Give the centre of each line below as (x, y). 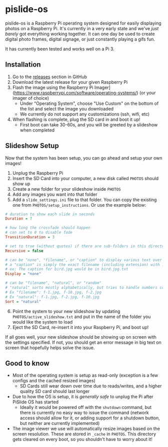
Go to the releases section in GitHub (50, 77)
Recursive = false (24, 251)
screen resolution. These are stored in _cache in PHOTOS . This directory (84, 434)
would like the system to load (42, 322)
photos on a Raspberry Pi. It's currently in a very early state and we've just (82, 28)
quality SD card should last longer (55, 391)
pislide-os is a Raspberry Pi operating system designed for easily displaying (83, 23)
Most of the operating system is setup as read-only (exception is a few (85, 375)
